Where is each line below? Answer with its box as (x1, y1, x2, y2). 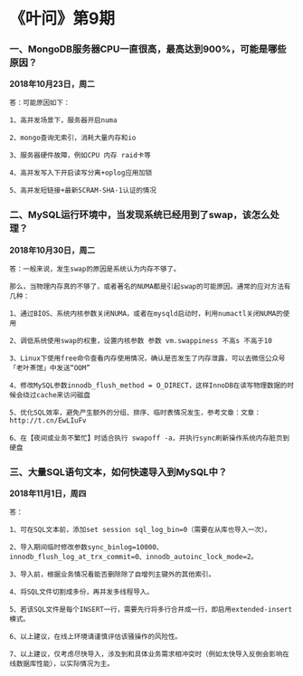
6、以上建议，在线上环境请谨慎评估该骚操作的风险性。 (9, 633, 183, 642)
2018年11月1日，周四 (9, 488, 87, 499)
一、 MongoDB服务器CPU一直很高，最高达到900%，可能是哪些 (9, 43, 287, 55)
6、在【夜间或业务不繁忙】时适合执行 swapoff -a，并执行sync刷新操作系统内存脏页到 (9, 433, 290, 443)
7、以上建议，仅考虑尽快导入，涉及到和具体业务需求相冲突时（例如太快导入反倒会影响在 (9, 650, 289, 659)
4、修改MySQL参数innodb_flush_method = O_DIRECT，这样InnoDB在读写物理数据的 (9, 381, 288, 390)
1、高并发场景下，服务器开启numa (9, 116, 118, 125)
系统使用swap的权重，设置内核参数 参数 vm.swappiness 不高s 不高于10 (33, 336, 273, 345)
